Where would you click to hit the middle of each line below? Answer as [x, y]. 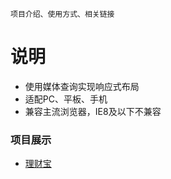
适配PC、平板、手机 [66, 99]
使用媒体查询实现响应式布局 [82, 86]
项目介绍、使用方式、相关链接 [62, 14]
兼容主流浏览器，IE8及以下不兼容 [93, 111]
